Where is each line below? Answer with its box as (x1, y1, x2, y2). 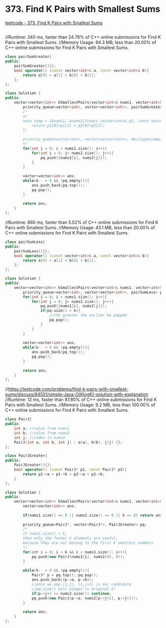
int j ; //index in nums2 (14, 435, 65, 440)
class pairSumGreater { (5, 54, 52, 59)
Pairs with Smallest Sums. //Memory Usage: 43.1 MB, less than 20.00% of (5, 225, 155, 231)
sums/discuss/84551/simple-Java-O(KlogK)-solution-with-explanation (5, 391, 148, 397)
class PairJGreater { (5, 453, 48, 458)
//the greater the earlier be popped (49, 313, 127, 318)
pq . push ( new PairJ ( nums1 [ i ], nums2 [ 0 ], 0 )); (31, 554, 125, 559)
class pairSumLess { (5, 240, 45, 244)
